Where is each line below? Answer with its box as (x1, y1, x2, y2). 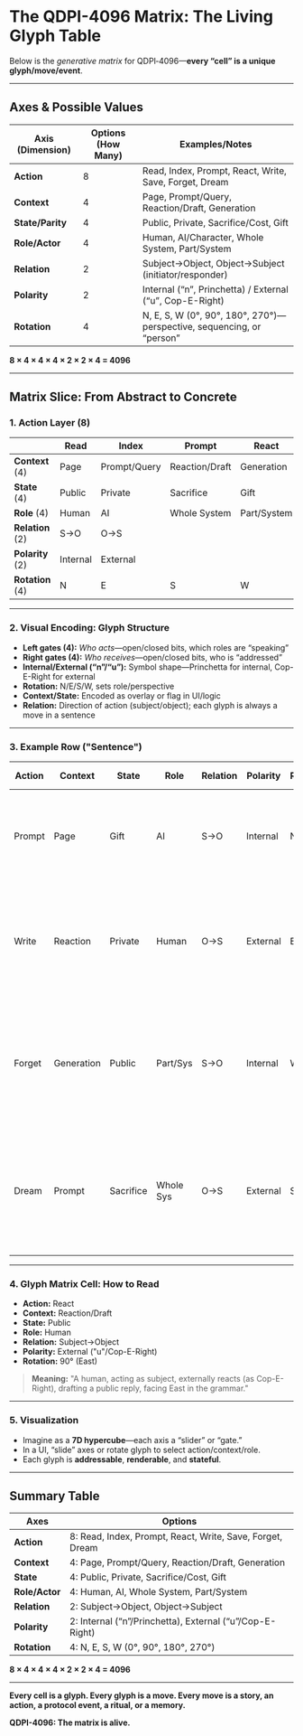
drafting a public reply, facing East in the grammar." (58, 1383, 249, 1393)
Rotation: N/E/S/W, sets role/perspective (22, 680, 175, 691)
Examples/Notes (179, 137, 252, 150)
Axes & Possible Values (9, 99, 144, 115)
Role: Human (22, 1327, 72, 1338)
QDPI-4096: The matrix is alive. (9, 1717, 131, 1728)
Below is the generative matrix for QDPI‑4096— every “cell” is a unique (9, 55, 276, 66)
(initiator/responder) (142, 268, 228, 281)
